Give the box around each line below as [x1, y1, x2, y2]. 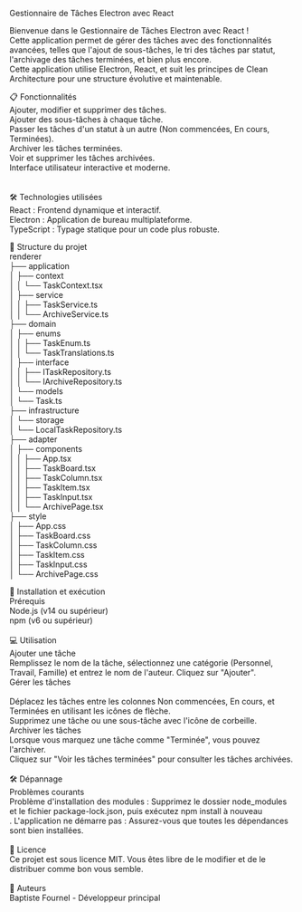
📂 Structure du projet [9, 242, 88, 252]
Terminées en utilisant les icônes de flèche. [9, 706, 171, 716]
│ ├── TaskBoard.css [9, 530, 91, 541]
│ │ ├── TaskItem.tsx [9, 482, 90, 493]
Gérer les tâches [9, 677, 71, 687]
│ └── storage [9, 415, 65, 425]
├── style [9, 511, 47, 522]
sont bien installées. [9, 825, 84, 836]
